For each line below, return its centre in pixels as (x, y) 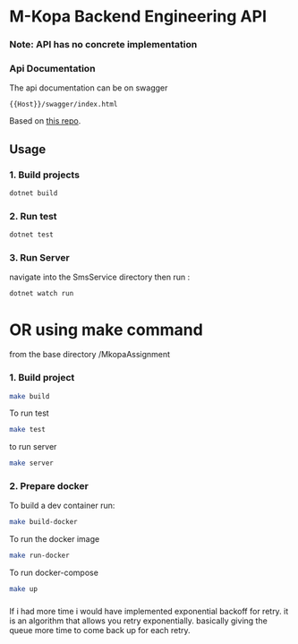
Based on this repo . (45, 121)
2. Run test (33, 216)
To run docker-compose (54, 573)
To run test (29, 413)
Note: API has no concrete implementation (103, 45)
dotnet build (34, 193)
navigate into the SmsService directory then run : (100, 277)
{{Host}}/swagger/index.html (64, 105)
